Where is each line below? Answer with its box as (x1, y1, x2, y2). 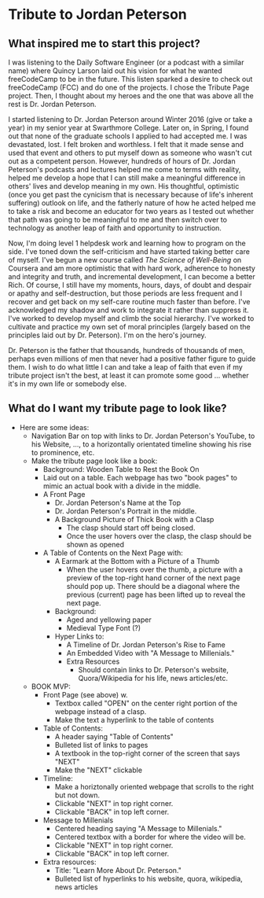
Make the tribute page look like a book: (31, 456, 158, 466)
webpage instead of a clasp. (54, 706, 147, 716)
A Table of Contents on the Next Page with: (42, 548, 183, 558)
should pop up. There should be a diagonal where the (66, 581, 240, 591)
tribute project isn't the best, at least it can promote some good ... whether (8, 371, 249, 380)
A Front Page (42, 489, 86, 499)
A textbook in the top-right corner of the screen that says (54, 749, 240, 758)
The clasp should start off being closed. (66, 523, 196, 532)
